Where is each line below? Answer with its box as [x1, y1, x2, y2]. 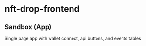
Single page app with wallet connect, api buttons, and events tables [4, 35, 142, 41]
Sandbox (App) [4, 23, 52, 31]
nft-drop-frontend [4, 3, 80, 15]
